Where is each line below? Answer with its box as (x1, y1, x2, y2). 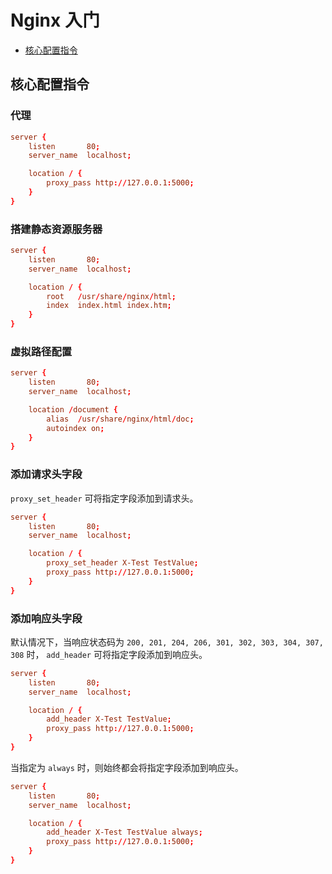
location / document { (28, 404, 118, 415)
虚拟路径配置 (10, 344, 73, 358)
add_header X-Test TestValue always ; (46, 827, 203, 838)
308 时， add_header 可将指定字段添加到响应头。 (10, 648, 208, 660)
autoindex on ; (46, 423, 105, 433)
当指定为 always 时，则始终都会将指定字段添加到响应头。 (10, 761, 244, 773)
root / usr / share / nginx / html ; (46, 291, 177, 301)
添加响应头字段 (10, 611, 83, 625)
